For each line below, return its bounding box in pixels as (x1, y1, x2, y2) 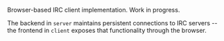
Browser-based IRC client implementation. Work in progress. (7, 6, 180, 14)
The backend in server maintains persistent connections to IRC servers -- (7, 19, 218, 27)
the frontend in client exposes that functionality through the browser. (7, 27, 207, 34)
